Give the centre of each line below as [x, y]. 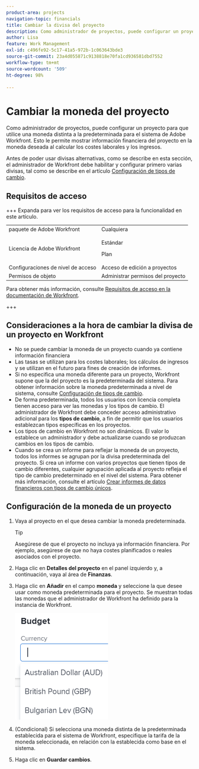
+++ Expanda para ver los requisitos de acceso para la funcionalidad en [94, 210]
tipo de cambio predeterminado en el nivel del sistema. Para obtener [98, 475]
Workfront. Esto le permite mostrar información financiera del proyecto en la [99, 141]
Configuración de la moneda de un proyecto [89, 507]
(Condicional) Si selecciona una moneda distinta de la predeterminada [100, 729]
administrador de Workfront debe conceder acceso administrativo [95, 412]
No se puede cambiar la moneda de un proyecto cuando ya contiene [98, 349]
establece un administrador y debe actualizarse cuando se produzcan [100, 437]
